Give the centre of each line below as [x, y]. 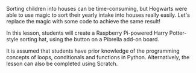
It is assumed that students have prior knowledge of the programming [93, 51]
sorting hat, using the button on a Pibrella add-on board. [90, 39]
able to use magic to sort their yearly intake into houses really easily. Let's [98, 15]
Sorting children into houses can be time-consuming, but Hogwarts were [97, 9]
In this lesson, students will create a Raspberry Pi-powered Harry [87, 33]
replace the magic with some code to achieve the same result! [84, 21]
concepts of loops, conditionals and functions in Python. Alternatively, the [98, 57]
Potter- [178, 33]
